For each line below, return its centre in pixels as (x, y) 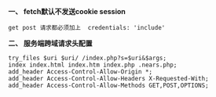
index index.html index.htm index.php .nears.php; (93, 65)
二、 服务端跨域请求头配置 (50, 43)
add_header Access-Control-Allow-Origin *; (81, 72)
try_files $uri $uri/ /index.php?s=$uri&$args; (88, 58)
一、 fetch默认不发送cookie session (67, 11)
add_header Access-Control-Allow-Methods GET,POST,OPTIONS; (109, 85)
